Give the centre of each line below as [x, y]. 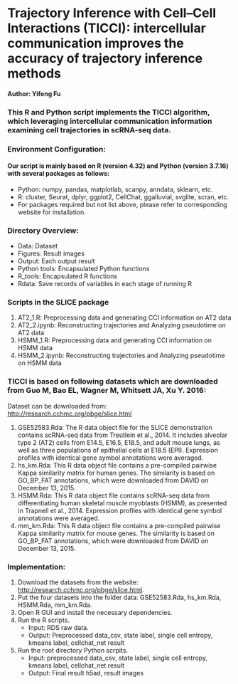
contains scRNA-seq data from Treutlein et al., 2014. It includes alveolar [123, 435]
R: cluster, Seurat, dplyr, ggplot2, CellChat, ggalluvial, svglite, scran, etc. [123, 196]
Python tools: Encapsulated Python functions [83, 269]
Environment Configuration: [57, 149]
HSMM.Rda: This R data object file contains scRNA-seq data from [114, 495]
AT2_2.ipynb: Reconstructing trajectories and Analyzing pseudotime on [121, 325]
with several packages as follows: [59, 174]
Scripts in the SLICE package [58, 302]
